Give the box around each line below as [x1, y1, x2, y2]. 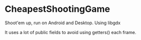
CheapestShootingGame [5, 3, 110, 15]
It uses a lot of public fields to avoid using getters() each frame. [5, 29, 136, 35]
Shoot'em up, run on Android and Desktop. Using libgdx [5, 20, 121, 26]
